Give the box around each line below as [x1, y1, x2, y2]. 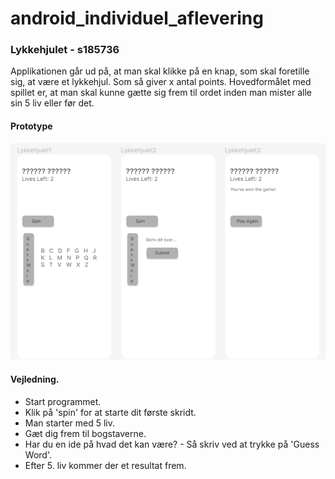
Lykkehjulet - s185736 [10, 43, 120, 57]
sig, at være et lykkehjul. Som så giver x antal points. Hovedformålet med [10, 76, 312, 88]
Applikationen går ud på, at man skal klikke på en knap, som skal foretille [10, 65, 310, 77]
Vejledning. [10, 373, 60, 385]
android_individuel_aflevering [10, 7, 264, 30]
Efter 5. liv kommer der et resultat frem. [24, 459, 187, 471]
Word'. [24, 448, 52, 461]
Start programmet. [24, 395, 102, 407]
